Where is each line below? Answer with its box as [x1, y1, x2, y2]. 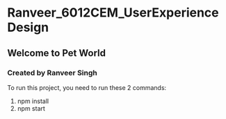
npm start [17, 104, 45, 112]
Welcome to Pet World [7, 47, 106, 59]
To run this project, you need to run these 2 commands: [7, 83, 167, 91]
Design [7, 19, 49, 35]
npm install [17, 97, 49, 105]
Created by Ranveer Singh [7, 68, 97, 77]
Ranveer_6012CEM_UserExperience [7, 5, 219, 21]
